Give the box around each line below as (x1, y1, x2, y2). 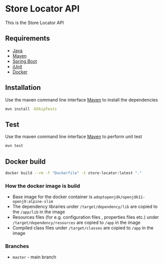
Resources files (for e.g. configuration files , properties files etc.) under (12, 214, 159, 220)
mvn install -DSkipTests (5, 106, 57, 111)
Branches (5, 243, 29, 250)
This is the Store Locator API (5, 20, 64, 26)
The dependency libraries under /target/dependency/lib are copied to (12, 204, 158, 210)
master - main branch (12, 254, 56, 260)
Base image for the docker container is (12, 194, 92, 200)
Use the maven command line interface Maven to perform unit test (5, 134, 142, 140)
